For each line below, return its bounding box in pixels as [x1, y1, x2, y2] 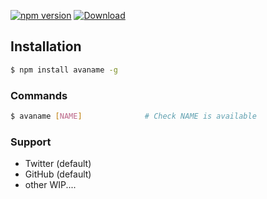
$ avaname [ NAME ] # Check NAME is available [10, 111, 257, 121]
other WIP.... [24, 179, 77, 191]
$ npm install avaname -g [10, 65, 118, 75]
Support [10, 135, 52, 149]
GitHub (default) [24, 168, 92, 180]
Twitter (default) [24, 158, 92, 170]
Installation [10, 38, 82, 55]
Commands [10, 88, 68, 102]
